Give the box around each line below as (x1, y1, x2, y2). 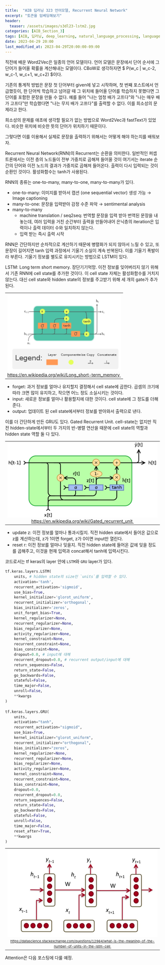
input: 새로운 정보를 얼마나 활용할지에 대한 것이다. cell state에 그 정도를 (12, 396, 149, 401)
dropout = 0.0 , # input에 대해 (14, 652, 70, 657)
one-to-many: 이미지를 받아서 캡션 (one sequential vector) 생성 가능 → (12, 190, 151, 196)
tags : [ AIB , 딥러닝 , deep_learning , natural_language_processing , (5, 34, 141, 39)
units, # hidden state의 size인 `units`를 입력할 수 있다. (14, 574, 128, 579)
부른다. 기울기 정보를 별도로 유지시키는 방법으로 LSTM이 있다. (10, 254, 129, 260)
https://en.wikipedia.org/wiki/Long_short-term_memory (7, 372, 120, 378)
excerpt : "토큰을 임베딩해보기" (5, 13, 62, 18)
